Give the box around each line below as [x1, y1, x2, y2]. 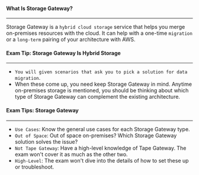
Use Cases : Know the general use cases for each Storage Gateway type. [14, 125, 191, 132]
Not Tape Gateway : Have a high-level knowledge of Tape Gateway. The [14, 144, 187, 151]
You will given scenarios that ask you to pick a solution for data [14, 69, 188, 75]
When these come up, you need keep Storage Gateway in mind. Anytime [14, 80, 192, 88]
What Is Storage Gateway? [6, 5, 73, 12]
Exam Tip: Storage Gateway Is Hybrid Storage [6, 49, 121, 56]
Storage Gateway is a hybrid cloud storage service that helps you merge [6, 24, 185, 31]
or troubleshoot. [14, 163, 54, 170]
